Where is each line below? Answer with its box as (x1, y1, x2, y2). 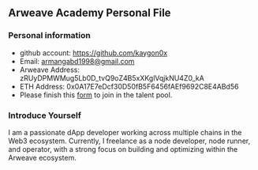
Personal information (8, 30, 91, 41)
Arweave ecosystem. (8, 153, 77, 162)
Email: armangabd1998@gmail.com (19, 56, 135, 66)
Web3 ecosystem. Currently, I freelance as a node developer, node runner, (8, 136, 251, 145)
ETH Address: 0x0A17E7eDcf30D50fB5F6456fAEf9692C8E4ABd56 (19, 81, 239, 91)
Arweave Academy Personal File (8, 6, 171, 20)
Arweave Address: (19, 65, 80, 74)
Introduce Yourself (8, 110, 81, 121)
